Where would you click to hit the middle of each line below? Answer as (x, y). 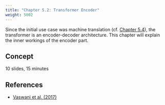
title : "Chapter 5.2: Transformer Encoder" (53, 10)
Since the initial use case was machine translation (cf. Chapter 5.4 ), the (80, 29)
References (24, 85)
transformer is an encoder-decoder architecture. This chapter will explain (83, 35)
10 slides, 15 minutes (27, 69)
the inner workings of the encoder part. (47, 40)
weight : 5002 (19, 15)
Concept (19, 56)
